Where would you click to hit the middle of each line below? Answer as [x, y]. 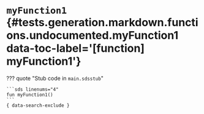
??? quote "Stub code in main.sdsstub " [55, 78]
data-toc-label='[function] [76, 48]
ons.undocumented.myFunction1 [93, 36]
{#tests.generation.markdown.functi [102, 23]
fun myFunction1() [30, 94]
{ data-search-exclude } [38, 105]
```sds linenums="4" [33, 89]
